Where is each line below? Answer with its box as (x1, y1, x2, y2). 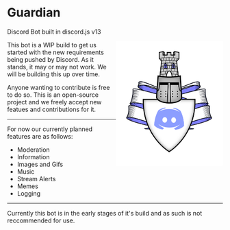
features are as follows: (7, 132, 73, 140)
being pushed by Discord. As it (7, 55, 94, 63)
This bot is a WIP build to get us (7, 41, 97, 49)
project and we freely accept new (7, 97, 102, 106)
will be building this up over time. (7, 70, 101, 78)
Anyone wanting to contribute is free (7, 83, 110, 91)
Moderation (16, 146, 50, 154)
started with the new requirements (7, 48, 104, 56)
